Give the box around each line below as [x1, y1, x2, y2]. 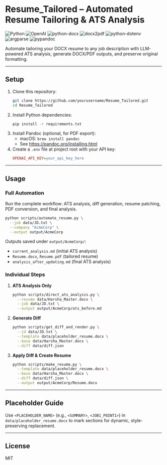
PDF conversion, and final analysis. [5, 206, 77, 212]
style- [131, 417, 143, 423]
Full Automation [5, 189, 45, 196]
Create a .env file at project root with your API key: [12, 146, 116, 153]
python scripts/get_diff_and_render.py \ [12, 325, 100, 330]
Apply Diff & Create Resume [12, 352, 72, 358]
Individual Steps [5, 271, 45, 278]
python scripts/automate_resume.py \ [5, 215, 83, 220]
